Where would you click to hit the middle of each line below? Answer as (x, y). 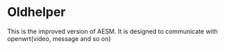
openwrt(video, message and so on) (59, 38)
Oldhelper (36, 12)
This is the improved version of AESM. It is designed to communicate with (113, 31)
